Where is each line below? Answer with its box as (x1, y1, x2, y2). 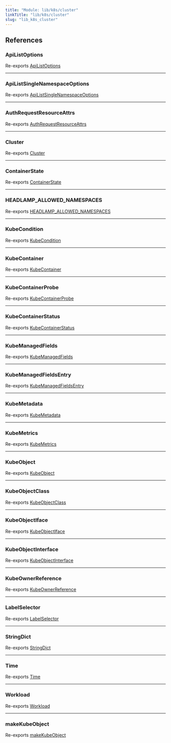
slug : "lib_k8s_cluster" (5, 17, 58, 22)
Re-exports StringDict (5, 645, 51, 651)
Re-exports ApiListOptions (5, 63, 61, 69)
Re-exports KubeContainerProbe (5, 295, 74, 301)
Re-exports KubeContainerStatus (5, 324, 75, 330)
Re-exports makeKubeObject (5, 732, 66, 738)
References (5, 36, 43, 44)
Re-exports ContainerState (5, 179, 62, 185)
